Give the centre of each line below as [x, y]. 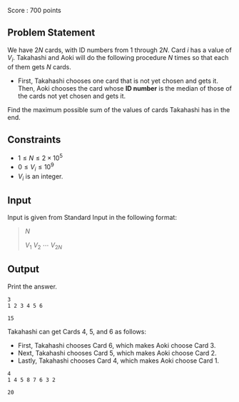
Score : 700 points [35, 10]
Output [23, 270]
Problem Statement [51, 32]
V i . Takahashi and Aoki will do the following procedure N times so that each [118, 58]
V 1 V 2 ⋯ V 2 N [44, 246]
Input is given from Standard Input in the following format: [92, 218]
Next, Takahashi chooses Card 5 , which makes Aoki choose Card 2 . [117, 353]
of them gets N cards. [39, 66]
